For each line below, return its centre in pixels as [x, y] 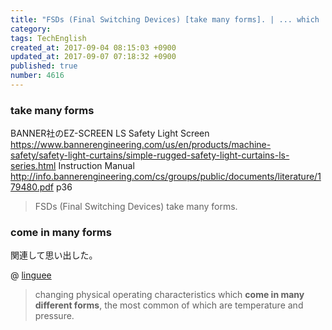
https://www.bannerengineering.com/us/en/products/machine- [141, 145]
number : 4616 [37, 76]
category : [31, 29]
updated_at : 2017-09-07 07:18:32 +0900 [93, 57]
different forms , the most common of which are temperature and [169, 305]
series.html [33, 166]
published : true [44, 66]
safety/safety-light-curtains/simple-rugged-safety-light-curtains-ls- [150, 155]
